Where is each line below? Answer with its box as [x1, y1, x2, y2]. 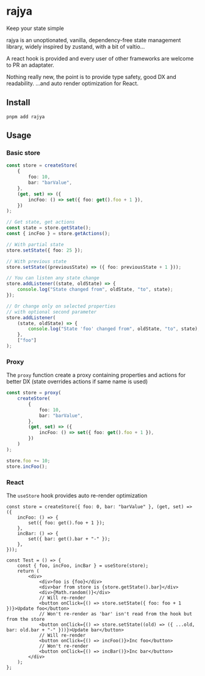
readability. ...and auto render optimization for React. [6, 80, 139, 87]
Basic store [6, 149, 41, 157]
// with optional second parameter [6, 309, 97, 315]
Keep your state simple [6, 24, 64, 32]
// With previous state [6, 258, 67, 265]
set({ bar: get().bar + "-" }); [28, 536, 111, 542]
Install [6, 97, 31, 108]
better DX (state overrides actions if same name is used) [6, 378, 148, 385]
